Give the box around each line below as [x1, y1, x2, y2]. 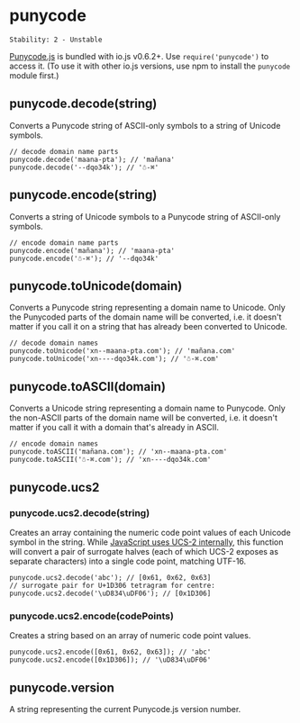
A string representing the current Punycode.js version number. [9, 703, 241, 714]
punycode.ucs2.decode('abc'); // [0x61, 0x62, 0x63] [9, 573, 212, 582]
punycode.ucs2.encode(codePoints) [9, 610, 174, 622]
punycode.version [9, 680, 114, 695]
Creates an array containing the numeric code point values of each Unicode [9, 527, 291, 538]
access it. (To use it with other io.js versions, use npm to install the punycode [9, 60, 291, 71]
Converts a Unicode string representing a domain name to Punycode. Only [9, 402, 286, 414]
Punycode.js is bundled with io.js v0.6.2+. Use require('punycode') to [9, 50, 269, 61]
